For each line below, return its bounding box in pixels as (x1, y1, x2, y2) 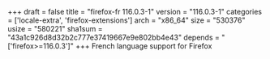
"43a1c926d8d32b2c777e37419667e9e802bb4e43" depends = (7, 32, 221, 42)
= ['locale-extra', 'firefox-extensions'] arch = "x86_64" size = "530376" (7, 15, 246, 25)
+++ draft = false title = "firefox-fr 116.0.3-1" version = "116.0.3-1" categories (7, 7, 263, 16)
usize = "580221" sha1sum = (7, 24, 103, 33)
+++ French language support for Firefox (75, 41, 212, 51)
